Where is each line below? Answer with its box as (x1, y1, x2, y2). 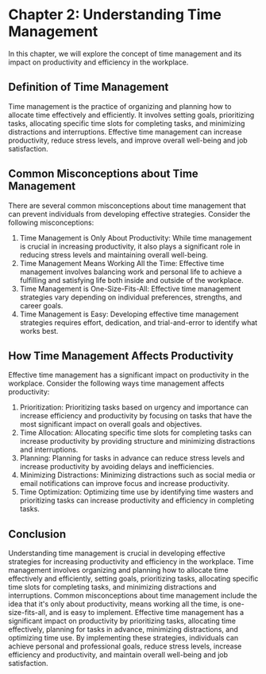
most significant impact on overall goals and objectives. (19, 420, 202, 429)
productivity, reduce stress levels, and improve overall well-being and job (8, 135, 248, 145)
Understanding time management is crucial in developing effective (8, 548, 226, 558)
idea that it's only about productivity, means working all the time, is (8, 599, 228, 609)
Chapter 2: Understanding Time (8, 6, 222, 24)
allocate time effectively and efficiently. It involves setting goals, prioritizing (8, 110, 255, 120)
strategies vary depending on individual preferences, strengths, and (19, 292, 242, 302)
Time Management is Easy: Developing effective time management (19, 309, 239, 319)
